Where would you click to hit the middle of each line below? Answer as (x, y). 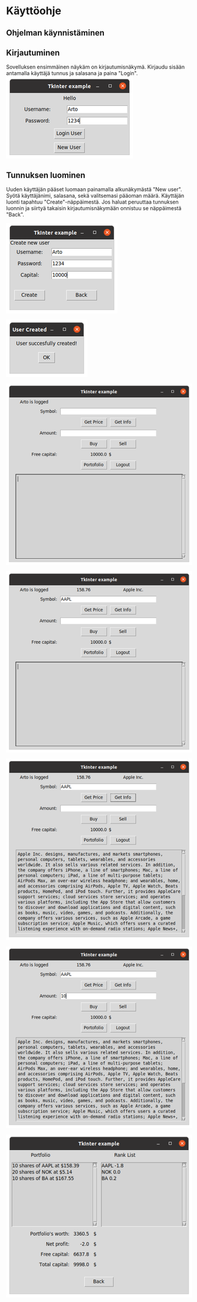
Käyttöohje (34, 11)
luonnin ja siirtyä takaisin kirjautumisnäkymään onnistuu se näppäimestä (94, 208)
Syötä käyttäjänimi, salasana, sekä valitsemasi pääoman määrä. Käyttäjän (95, 196)
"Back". (15, 215)
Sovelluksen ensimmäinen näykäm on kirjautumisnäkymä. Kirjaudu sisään (95, 67)
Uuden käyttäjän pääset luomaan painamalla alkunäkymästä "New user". (94, 189)
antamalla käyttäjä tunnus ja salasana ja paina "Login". (72, 73)
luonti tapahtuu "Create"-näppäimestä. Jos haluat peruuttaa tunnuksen (92, 202)
